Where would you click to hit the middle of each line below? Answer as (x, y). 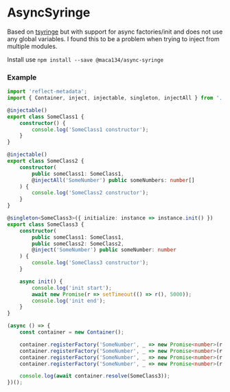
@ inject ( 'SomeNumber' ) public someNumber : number (104, 250)
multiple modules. (32, 46)
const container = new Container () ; (72, 332)
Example (22, 77)
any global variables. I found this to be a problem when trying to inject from (113, 38)
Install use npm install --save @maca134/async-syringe (85, 59)
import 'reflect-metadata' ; (47, 92)
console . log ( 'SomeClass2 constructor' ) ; (90, 193)
